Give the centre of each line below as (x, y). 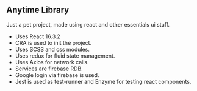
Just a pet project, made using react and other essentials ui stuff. (88, 24)
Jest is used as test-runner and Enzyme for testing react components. (103, 81)
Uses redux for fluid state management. (65, 56)
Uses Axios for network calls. (52, 62)
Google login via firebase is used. (57, 75)
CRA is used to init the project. (53, 42)
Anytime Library (38, 10)
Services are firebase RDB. (49, 69)
